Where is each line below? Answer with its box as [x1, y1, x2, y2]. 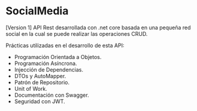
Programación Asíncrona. [14, 60, 77, 67]
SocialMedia [5, 4, 69, 18]
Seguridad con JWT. [14, 97, 65, 105]
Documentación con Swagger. [14, 91, 89, 98]
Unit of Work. [14, 85, 47, 92]
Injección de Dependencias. [14, 66, 83, 73]
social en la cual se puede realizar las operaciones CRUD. [5, 30, 148, 37]
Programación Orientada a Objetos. [14, 53, 102, 60]
